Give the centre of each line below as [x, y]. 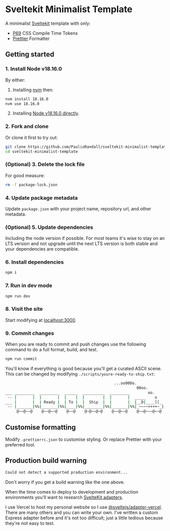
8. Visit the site [24, 309]
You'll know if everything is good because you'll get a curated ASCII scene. [83, 369]
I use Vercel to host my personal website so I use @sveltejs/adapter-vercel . [84, 507]
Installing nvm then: [33, 90]
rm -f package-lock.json [31, 185]
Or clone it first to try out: [32, 137]
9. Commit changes [30, 333]
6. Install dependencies [35, 262]
